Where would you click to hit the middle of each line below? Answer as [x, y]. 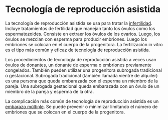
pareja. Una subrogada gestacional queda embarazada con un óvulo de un [82, 86]
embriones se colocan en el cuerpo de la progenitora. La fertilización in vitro [84, 44]
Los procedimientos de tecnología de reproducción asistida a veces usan [81, 59]
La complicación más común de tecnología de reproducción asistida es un [82, 101]
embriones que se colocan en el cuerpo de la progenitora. [65, 112]
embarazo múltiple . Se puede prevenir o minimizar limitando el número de [81, 106]
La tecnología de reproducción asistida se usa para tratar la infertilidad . [79, 23]
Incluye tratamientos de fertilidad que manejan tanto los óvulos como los [80, 28]
